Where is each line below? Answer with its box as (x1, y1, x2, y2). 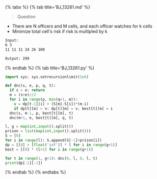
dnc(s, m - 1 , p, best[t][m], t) (9, 111, 74, 116)
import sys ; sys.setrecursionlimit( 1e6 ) (5, 74, 89, 79)
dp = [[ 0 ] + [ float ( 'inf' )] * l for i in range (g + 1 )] (5, 142, 118, 147)
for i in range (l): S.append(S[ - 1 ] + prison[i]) (5, 138, 102, 143)
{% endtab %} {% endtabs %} (5, 169, 66, 175)
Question (17, 14, 36, 19)
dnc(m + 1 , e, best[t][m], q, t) (9, 115, 74, 120)
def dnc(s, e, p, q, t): (5, 83, 56, 88)
